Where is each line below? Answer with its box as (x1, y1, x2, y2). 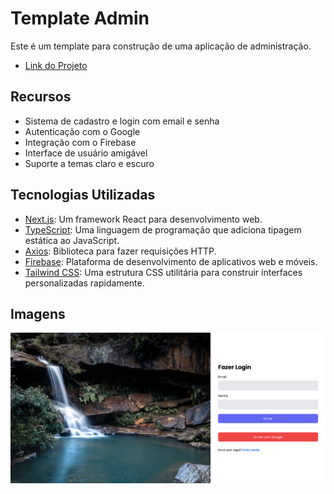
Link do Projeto (24, 59, 88, 71)
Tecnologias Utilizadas (10, 187, 156, 204)
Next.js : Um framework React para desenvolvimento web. (24, 213, 263, 225)
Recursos (10, 88, 72, 106)
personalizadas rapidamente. (24, 277, 145, 289)
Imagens (10, 305, 66, 322)
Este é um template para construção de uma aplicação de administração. (10, 40, 312, 52)
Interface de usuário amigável (24, 147, 148, 159)
